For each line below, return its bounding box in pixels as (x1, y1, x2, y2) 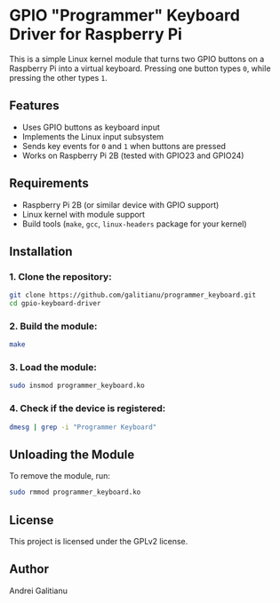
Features (9, 99, 60, 114)
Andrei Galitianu (9, 585, 68, 596)
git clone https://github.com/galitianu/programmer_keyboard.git (9, 290, 256, 300)
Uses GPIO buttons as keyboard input (21, 122, 160, 132)
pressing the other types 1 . (9, 72, 108, 83)
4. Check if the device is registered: (9, 402, 166, 415)
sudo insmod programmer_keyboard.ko (9, 381, 145, 391)
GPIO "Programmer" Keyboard (9, 5, 240, 26)
